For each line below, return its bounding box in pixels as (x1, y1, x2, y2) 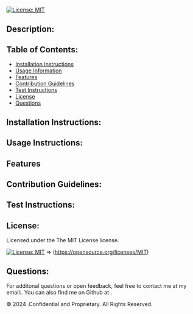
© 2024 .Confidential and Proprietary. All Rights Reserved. (6, 300, 153, 307)
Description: (6, 24, 55, 34)
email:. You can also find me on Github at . (6, 288, 113, 296)
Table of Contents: (6, 44, 79, 55)
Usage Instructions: (6, 138, 83, 148)
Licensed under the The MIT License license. (6, 237, 120, 244)
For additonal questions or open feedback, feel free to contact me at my (6, 282, 187, 289)
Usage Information (15, 67, 62, 74)
